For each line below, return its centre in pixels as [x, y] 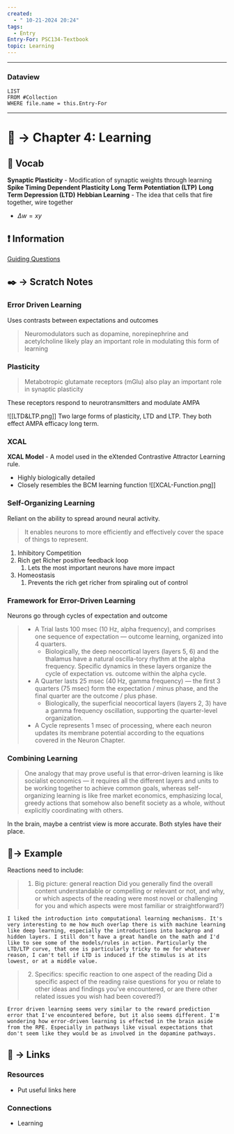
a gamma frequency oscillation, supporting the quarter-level [131, 710]
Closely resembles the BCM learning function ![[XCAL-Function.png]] [116, 485]
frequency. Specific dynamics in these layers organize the [128, 666]
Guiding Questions [34, 259]
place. [16, 832]
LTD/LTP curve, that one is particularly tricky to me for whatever [109, 949]
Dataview [24, 77]
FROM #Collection [32, 98]
